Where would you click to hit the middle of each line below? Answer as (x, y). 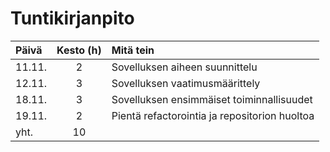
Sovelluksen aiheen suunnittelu (184, 67)
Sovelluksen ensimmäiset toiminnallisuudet (212, 99)
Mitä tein (133, 50)
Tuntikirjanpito (72, 18)
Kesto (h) (79, 50)
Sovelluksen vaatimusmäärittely (186, 83)
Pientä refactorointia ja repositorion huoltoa (213, 115)
